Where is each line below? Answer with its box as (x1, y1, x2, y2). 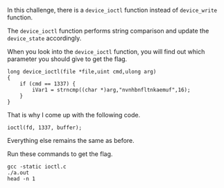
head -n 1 (7, 176, 36, 182)
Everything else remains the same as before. (7, 137, 135, 144)
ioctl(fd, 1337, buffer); (7, 124, 82, 131)
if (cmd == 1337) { (19, 80, 76, 87)
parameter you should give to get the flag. (7, 55, 128, 63)
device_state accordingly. (7, 34, 82, 42)
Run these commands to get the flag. (7, 150, 113, 158)
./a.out (7, 169, 30, 176)
